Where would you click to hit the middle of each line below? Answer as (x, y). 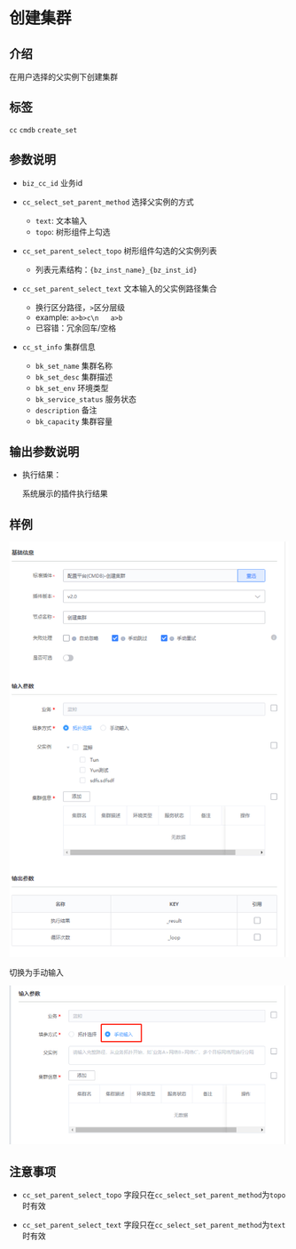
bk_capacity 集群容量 (74, 421)
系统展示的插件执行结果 (65, 493)
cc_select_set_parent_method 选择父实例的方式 (108, 202)
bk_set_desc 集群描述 (74, 376)
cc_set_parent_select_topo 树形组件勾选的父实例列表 (119, 251)
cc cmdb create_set (43, 130)
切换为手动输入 (36, 973)
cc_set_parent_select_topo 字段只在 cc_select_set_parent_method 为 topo (154, 1195)
